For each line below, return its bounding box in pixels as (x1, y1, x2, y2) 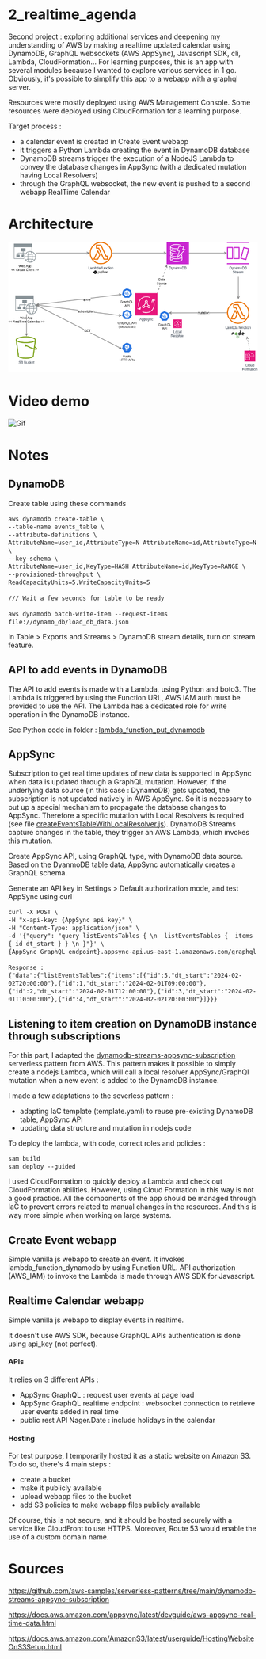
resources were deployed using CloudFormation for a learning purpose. (8, 105, 241, 116)
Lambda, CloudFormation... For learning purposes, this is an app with (8, 57, 234, 67)
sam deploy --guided (8, 1163, 77, 1171)
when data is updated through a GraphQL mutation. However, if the (8, 777, 227, 787)
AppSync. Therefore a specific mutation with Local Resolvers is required (8, 810, 245, 821)
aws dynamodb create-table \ (8, 515, 104, 523)
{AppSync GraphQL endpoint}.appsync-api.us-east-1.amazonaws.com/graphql (8, 948, 257, 956)
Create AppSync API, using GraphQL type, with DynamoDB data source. (8, 852, 244, 861)
